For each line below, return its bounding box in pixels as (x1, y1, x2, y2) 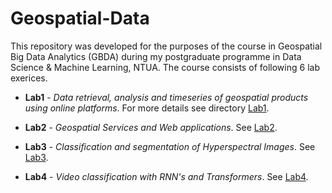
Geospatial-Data (10, 7, 150, 30)
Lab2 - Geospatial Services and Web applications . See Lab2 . (24, 121, 278, 133)
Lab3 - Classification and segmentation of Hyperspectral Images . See (24, 140, 316, 152)
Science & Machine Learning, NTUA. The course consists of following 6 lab (10, 61, 320, 73)
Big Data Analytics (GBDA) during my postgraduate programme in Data (10, 50, 302, 62)
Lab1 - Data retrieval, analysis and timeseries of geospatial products (24, 91, 309, 103)
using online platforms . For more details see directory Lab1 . (24, 102, 270, 114)
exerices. (10, 72, 48, 84)
